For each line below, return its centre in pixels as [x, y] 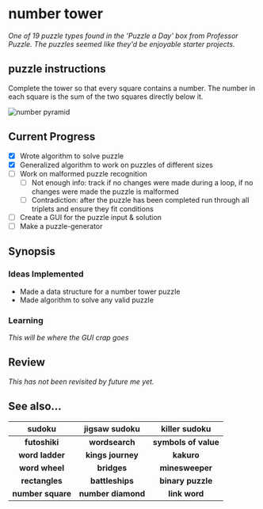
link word [186, 493]
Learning [26, 320]
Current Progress [52, 137]
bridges [112, 468]
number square [42, 493]
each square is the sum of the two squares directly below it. [106, 97]
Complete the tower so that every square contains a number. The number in [132, 88]
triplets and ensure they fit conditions [93, 209]
